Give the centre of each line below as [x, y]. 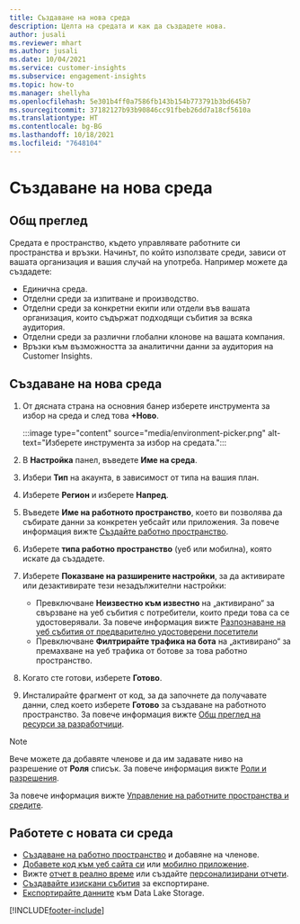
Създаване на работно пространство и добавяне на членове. [141, 855]
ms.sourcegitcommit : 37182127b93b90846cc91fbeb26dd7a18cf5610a [130, 110]
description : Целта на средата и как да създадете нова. [118, 26]
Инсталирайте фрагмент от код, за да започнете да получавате [145, 695]
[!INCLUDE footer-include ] [57, 910]
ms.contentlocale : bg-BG [56, 127]
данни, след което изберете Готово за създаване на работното [144, 704]
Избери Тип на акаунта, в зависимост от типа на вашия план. [141, 477]
